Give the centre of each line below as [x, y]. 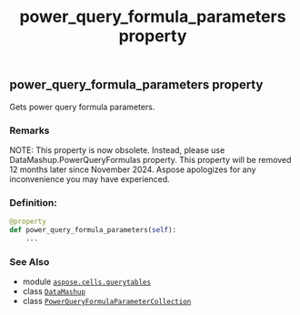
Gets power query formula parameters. [82, 107]
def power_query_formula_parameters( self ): [93, 230]
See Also [30, 261]
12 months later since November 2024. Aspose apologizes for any [133, 169]
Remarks [30, 130]
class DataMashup [54, 291]
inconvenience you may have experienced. [90, 178]
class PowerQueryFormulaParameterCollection [107, 301]
